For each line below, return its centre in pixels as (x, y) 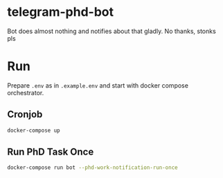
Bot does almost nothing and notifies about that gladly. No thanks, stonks (111, 31)
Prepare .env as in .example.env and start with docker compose (98, 85)
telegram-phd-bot (61, 12)
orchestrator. (26, 92)
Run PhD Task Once (51, 151)
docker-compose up (34, 130)
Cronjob (25, 115)
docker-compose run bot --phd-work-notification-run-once (92, 168)
